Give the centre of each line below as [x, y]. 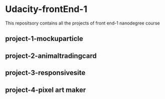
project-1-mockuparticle [44, 39]
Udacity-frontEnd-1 [46, 9]
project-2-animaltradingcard [51, 56]
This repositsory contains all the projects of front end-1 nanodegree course [82, 23]
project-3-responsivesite [45, 73]
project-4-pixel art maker [45, 90]
